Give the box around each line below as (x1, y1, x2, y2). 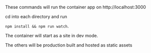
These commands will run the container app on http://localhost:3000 (5, 4, 147, 10)
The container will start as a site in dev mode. (5, 33, 98, 38)
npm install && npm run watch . (5, 23, 69, 29)
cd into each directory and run (5, 14, 68, 19)
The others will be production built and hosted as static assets (5, 42, 133, 48)
